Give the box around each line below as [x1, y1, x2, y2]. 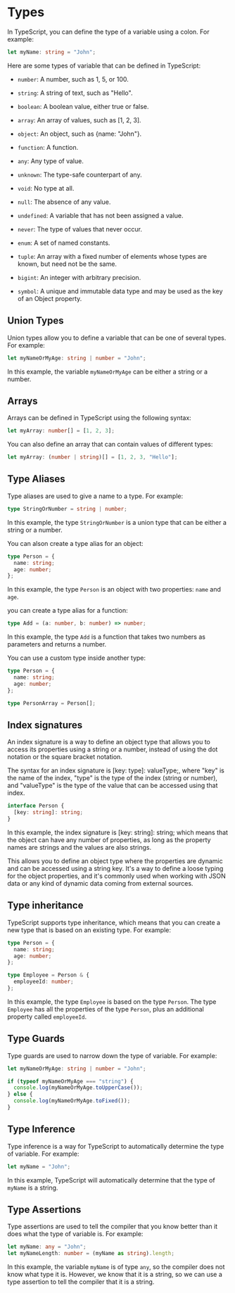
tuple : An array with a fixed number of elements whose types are [17, 252, 208, 260]
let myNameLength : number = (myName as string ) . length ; [7, 1250, 174, 1257]
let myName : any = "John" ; [7, 1243, 87, 1251]
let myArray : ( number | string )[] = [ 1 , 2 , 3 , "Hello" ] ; [7, 454, 178, 461]
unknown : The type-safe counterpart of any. [17, 170, 142, 179]
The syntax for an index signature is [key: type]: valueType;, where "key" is [7, 766, 225, 775]
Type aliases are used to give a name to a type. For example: [7, 492, 184, 500]
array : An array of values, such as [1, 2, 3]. [17, 115, 142, 124]
